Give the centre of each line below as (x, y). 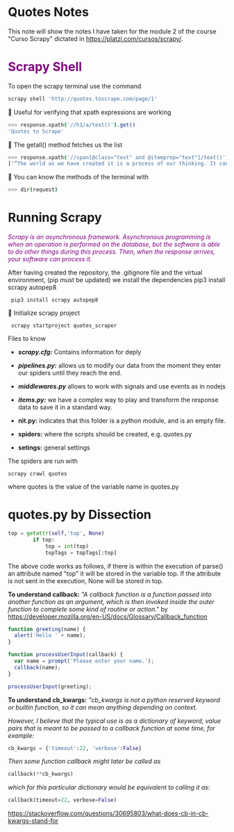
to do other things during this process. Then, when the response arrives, (112, 252)
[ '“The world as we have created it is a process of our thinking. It (112, 164)
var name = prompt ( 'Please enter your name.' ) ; (84, 661)
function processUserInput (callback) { (66, 655)
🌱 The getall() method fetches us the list (65, 145)
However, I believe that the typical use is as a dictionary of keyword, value (115, 721)
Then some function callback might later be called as (84, 761)
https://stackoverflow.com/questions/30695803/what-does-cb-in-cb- (108, 813)
